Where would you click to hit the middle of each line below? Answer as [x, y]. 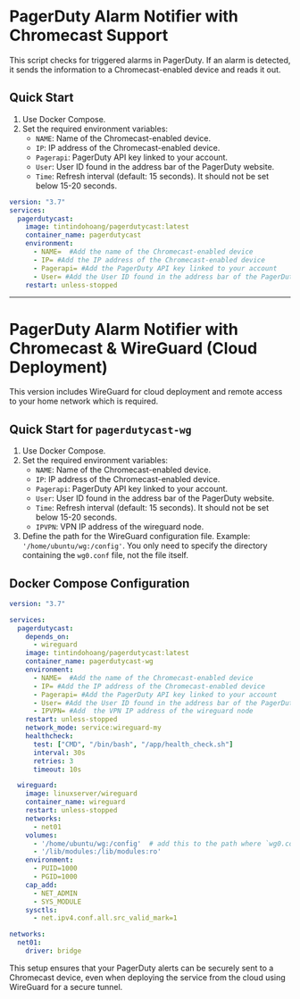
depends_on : [47, 637]
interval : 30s [59, 753]
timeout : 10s [57, 770]
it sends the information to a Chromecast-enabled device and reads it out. [145, 70]
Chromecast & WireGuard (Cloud [133, 348]
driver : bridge [54, 951]
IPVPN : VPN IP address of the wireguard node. [120, 527]
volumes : [42, 835]
